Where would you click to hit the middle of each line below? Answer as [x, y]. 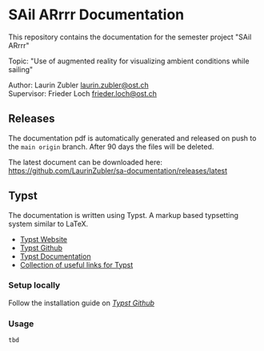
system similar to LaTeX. [48, 224]
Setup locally [34, 285]
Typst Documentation [55, 256]
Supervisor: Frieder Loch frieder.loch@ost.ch [83, 93]
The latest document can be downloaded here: [85, 162]
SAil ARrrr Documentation [96, 15]
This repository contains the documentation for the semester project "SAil [130, 37]
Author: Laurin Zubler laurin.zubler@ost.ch [79, 85]
